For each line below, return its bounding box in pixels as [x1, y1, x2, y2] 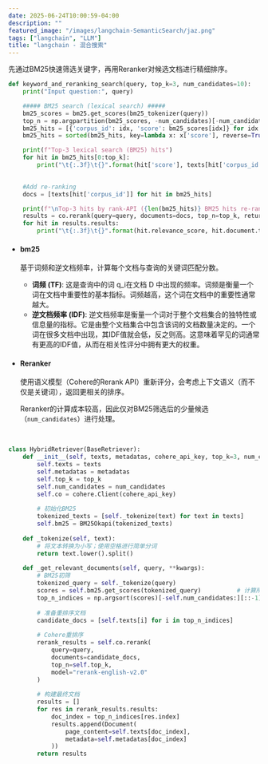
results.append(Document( [50, 720, 137, 728]
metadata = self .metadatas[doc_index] [65, 735, 187, 743]
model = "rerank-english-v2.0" [50, 668, 148, 676]
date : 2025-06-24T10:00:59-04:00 [8, 11, 120, 20]
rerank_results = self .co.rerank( [37, 639, 152, 647]
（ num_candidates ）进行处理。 [19, 414, 120, 424]
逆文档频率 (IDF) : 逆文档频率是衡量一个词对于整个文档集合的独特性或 [31, 310, 257, 319]
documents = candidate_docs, [50, 653, 141, 661]
